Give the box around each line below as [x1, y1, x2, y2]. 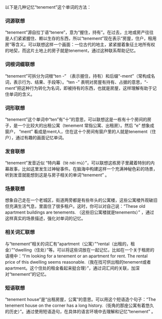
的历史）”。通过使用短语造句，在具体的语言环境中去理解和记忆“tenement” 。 [5, 309, 156, 315]
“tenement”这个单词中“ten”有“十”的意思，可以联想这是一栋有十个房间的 [5, 116, 147, 122]
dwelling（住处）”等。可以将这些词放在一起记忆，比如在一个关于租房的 [15, 247, 155, 252]
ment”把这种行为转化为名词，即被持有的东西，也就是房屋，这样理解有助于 [5, 85, 153, 91]
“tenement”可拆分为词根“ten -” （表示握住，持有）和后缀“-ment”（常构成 [5, 73, 151, 79]
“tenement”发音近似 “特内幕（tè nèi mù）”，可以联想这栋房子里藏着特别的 [5, 160, 151, 166]
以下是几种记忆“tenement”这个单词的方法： [5, 4, 91, 10]
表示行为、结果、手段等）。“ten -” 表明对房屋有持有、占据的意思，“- [13, 79, 148, 85]
